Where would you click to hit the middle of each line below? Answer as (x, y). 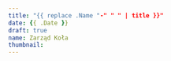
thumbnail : (26, 45)
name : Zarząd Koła (38, 38)
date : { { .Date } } (38, 23)
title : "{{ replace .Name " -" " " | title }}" (86, 15)
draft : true (28, 30)
